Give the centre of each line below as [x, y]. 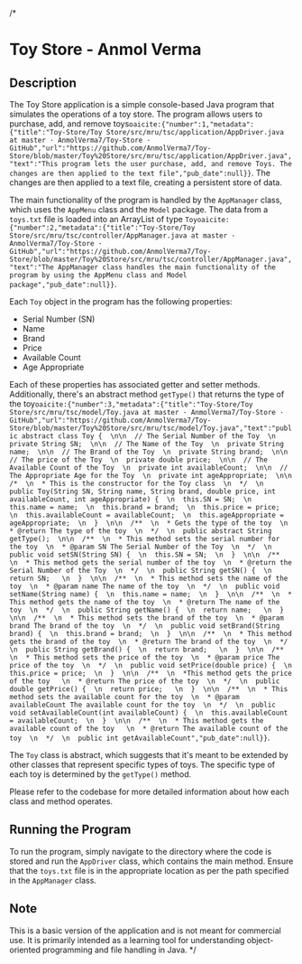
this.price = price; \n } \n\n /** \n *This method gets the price [151, 673]
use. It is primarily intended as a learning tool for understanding [127, 940]
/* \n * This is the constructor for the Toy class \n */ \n [137, 483]
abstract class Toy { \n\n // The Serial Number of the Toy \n [149, 436]
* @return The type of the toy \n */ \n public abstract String [141, 531]
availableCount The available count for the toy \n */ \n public [143, 705]
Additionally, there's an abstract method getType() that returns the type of [147, 394]
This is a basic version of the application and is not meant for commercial [145, 931]
